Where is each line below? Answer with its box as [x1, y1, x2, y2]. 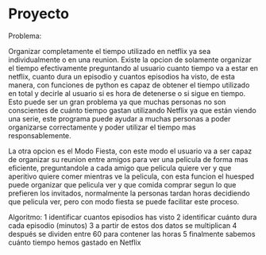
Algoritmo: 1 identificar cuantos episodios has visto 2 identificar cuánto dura [8, 212, 257, 222]
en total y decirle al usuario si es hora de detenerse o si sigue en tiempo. [8, 88, 246, 98]
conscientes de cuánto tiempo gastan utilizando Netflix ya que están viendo [8, 105, 256, 115]
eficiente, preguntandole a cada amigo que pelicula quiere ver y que [8, 163, 232, 172]
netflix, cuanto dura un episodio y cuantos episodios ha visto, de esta [8, 71, 236, 81]
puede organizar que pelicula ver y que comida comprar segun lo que [8, 180, 237, 189]
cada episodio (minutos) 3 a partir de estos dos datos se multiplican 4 [8, 220, 237, 230]
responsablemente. [8, 130, 71, 140]
